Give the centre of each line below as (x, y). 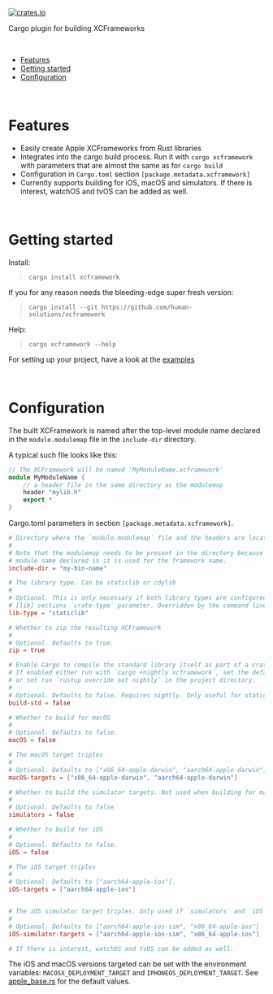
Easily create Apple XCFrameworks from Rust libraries (110, 148)
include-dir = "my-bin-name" (58, 568)
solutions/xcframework (67, 314)
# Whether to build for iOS (56, 830)
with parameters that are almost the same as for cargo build (121, 165)
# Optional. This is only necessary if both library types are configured (138, 598)
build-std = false (39, 703)
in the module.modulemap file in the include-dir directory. (102, 439)
